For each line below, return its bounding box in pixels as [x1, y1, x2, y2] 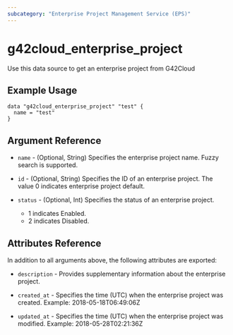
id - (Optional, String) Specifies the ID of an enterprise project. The [17, 174, 213, 183]
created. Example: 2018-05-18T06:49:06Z [17, 298, 141, 307]
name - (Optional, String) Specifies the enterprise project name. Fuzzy [17, 153, 219, 162]
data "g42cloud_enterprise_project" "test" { [7, 103, 143, 110]
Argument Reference [7, 135, 102, 147]
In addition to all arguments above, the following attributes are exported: [7, 256, 217, 264]
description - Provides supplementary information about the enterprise [17, 269, 226, 278]
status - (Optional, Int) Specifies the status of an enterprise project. [17, 195, 215, 205]
